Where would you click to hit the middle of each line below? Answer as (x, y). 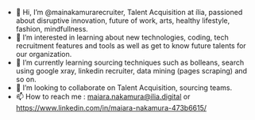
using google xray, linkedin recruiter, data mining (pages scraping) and (131, 71)
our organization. (44, 54)
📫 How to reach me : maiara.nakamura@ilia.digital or (103, 96)
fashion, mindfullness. (52, 29)
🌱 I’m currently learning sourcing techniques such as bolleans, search (130, 62)
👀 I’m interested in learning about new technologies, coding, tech (122, 37)
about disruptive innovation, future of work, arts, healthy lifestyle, (123, 21)
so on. (26, 79)
